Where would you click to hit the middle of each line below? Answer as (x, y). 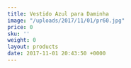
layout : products (33, 47)
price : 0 (20, 27)
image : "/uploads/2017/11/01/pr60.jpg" (66, 21)
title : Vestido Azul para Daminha (58, 14)
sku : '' (19, 34)
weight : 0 (22, 40)
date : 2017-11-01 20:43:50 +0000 (57, 54)
